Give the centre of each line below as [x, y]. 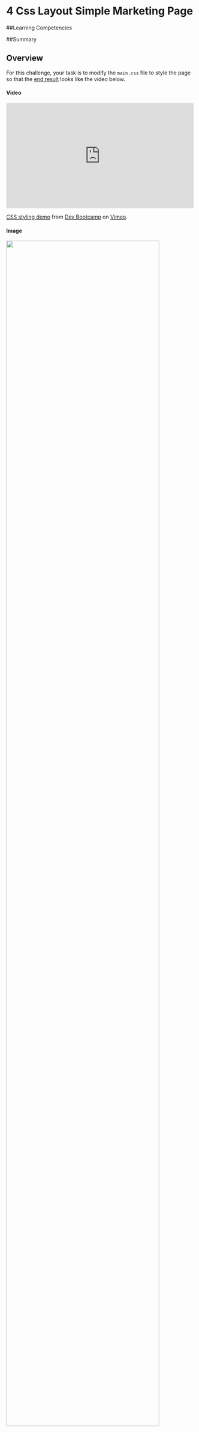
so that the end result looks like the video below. [66, 79]
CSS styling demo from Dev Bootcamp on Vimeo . [67, 217]
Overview [25, 58]
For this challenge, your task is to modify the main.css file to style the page [99, 73]
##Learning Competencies [39, 28]
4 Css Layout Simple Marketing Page [100, 11]
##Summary [22, 39]
